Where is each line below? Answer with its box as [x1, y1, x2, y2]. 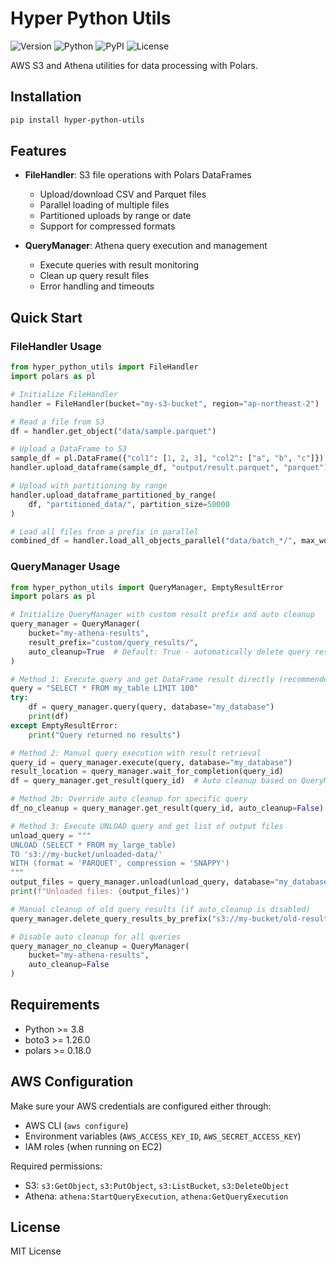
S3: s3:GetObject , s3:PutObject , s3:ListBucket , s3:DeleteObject [24, 1179, 290, 1191]
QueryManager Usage [10, 560, 121, 574]
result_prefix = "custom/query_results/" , [28, 637, 199, 647]
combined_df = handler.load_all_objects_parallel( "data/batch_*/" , [10, 536, 298, 546]
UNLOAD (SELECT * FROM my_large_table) [10, 840, 177, 850]
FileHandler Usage [10, 339, 102, 353]
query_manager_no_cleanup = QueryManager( [10, 941, 190, 951]
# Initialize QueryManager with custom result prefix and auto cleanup [10, 610, 315, 620]
